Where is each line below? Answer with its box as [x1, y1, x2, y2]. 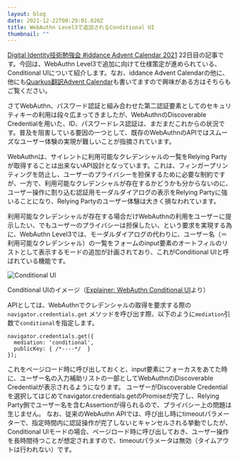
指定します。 [61, 319, 98, 327]
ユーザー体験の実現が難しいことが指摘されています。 [19, 137, 176, 146]
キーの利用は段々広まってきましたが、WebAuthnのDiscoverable [19, 111, 207, 119]
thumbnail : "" [7, 30, 50, 38]
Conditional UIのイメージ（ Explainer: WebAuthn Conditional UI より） [7, 286, 210, 295]
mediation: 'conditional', [14, 339, 94, 347]
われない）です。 [26, 445, 76, 454]
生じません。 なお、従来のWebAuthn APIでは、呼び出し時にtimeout [7, 409, 205, 418]
